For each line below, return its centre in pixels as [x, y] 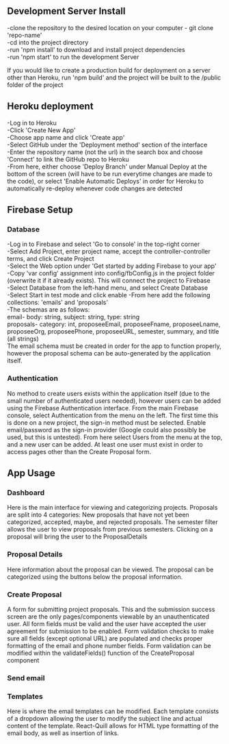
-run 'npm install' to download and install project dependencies [96, 49]
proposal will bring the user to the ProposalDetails [77, 536]
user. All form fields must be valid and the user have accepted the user [107, 623]
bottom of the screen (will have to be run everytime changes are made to [110, 173]
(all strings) [23, 339]
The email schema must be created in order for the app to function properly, [114, 346]
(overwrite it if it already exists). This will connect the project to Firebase [109, 281]
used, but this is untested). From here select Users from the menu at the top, [115, 437]
